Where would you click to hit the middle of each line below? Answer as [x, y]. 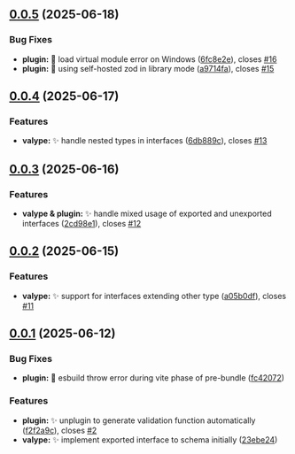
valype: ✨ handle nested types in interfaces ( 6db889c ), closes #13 [144, 141]
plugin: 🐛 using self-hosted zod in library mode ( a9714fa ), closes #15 [148, 68]
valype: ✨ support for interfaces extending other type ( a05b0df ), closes [154, 296]
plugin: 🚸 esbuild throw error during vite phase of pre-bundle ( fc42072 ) [153, 378]
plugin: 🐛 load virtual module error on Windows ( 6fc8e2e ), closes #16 [149, 59]
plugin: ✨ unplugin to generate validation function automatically [139, 420]
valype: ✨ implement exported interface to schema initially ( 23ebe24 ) [150, 439]
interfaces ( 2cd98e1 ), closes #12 [82, 224]
